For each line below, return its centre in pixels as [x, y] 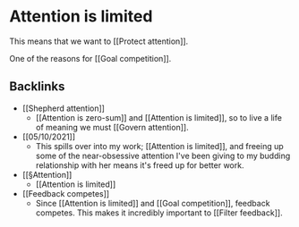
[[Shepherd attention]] [64, 108]
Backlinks [37, 87]
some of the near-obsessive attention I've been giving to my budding [163, 156]
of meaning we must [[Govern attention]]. [112, 127]
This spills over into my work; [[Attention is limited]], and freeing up [159, 146]
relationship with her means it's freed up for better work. [140, 165]
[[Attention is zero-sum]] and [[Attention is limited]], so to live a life [158, 117]
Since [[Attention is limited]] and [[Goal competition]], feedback [153, 203]
